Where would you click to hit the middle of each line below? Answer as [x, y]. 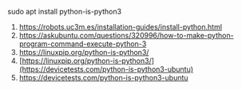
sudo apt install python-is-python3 [64, 12]
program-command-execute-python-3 [83, 44]
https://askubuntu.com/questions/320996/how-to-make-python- [126, 35]
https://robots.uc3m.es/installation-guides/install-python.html [121, 27]
